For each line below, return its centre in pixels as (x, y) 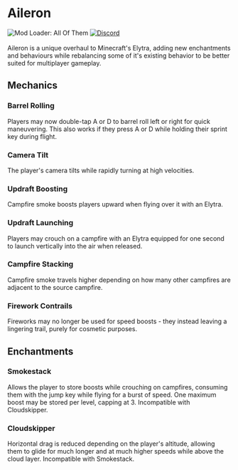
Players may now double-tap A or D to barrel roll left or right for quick (109, 121)
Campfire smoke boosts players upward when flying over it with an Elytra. (115, 204)
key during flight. (32, 136)
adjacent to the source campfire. (55, 287)
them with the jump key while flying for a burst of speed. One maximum (112, 395)
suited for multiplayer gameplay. (54, 63)
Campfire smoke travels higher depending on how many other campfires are (119, 280)
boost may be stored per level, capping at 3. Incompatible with (99, 402)
